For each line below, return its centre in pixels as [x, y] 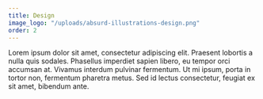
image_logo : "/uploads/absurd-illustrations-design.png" [104, 23]
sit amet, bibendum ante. [49, 86]
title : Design [32, 15]
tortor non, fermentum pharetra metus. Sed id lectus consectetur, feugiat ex [132, 78]
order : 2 [23, 30]
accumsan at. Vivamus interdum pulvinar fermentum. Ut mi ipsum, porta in [130, 70]
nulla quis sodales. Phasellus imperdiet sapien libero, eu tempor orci [119, 61]
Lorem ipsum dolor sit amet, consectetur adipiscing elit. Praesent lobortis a [131, 53]
